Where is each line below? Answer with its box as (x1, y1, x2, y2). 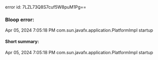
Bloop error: (5, 16, 34, 23)
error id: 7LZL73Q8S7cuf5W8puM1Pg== (5, 4, 87, 10)
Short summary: (5, 39, 39, 44)
